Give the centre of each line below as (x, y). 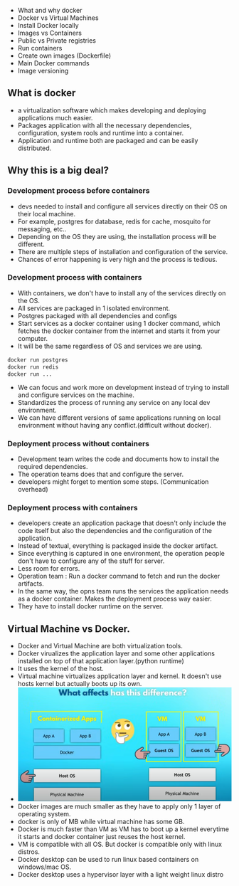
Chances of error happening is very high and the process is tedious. (117, 259)
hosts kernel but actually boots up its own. (80, 684)
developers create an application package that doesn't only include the (122, 523)
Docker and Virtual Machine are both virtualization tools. (100, 646)
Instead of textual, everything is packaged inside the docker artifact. (118, 546)
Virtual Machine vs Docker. (69, 629)
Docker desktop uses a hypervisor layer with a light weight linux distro (121, 874)
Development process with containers (75, 278)
